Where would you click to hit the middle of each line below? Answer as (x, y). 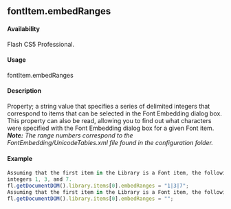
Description (24, 91)
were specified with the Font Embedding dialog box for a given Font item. (111, 128)
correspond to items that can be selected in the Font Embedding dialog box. (114, 113)
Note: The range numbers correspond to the (70, 135)
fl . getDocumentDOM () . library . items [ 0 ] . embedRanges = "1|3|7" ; (98, 186)
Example (20, 158)
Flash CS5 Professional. (41, 44)
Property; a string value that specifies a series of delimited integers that (109, 106)
